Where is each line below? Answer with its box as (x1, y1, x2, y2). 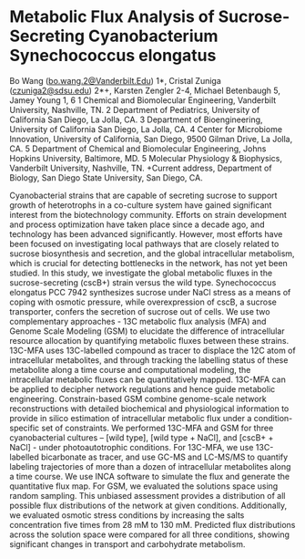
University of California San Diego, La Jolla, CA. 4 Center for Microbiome (9, 123, 283, 134)
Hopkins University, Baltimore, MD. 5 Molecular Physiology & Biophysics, (9, 152, 282, 163)
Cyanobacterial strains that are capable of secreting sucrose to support (9, 190, 278, 201)
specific (9, 422, 40, 433)
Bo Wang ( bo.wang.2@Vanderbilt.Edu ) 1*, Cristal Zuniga (9, 75, 221, 86)
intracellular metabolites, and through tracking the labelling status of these (9, 354, 289, 366)
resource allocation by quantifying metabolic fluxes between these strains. (9, 335, 290, 346)
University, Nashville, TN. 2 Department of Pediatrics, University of (9, 104, 260, 115)
